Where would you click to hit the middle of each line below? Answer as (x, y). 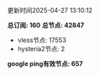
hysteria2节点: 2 (41, 49)
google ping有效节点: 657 (45, 64)
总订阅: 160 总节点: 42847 (46, 25)
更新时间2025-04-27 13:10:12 (50, 10)
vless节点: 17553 (42, 40)
